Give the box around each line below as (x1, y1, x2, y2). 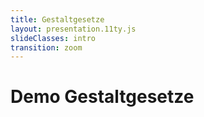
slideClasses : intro (10, 33, 97, 43)
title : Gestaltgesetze (10, 14, 105, 25)
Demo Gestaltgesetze (10, 86, 195, 108)
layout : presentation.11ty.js (10, 24, 137, 34)
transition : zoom (10, 42, 83, 53)
